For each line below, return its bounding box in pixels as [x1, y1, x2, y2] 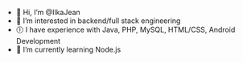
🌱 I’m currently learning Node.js [15, 45, 121, 54]
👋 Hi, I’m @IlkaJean [15, 8, 80, 17]
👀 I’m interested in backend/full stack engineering [15, 16, 181, 25]
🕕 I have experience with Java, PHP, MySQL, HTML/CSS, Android [15, 25, 236, 34]
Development [15, 37, 61, 45]
